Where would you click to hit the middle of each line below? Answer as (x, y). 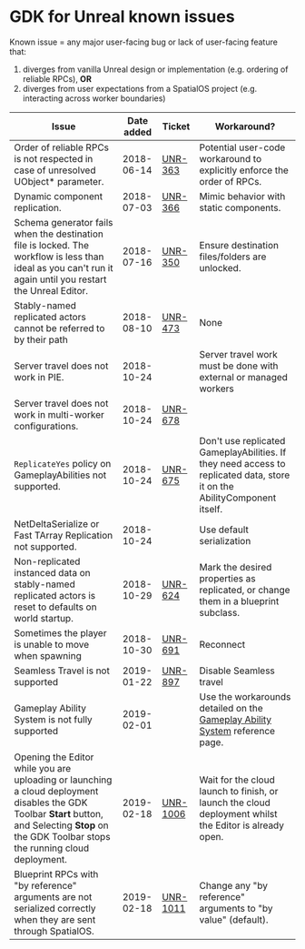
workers (216, 389)
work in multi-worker (59, 414)
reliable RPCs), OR (57, 78)
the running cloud (52, 848)
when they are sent (55, 919)
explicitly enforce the (244, 170)
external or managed (244, 377)
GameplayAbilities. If (243, 452)
